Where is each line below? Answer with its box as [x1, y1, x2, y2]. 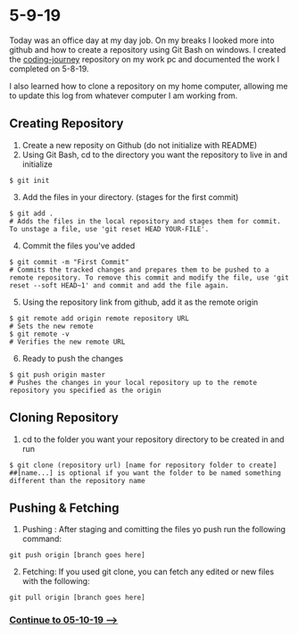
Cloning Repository [9, 410, 119, 425]
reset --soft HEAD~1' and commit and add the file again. [9, 280, 229, 290]
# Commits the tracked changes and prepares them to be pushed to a [9, 265, 269, 274]
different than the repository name [9, 476, 145, 485]
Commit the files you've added [21, 240, 136, 251]
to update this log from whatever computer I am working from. [9, 90, 238, 101]
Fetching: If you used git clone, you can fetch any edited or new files [21, 566, 275, 577]
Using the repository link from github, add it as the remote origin [21, 296, 259, 307]
